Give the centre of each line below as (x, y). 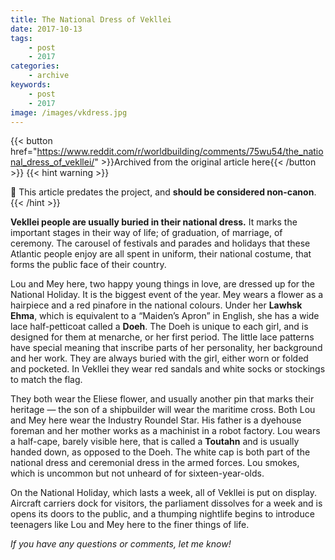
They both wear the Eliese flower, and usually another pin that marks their (162, 399)
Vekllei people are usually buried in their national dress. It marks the (154, 222)
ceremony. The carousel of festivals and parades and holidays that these (160, 243)
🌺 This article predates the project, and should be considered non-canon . (163, 192)
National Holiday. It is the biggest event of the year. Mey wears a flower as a (167, 295)
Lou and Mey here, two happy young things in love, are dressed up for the (162, 284)
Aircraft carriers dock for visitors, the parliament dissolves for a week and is (166, 503)
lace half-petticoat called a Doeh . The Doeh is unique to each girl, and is (159, 327)
